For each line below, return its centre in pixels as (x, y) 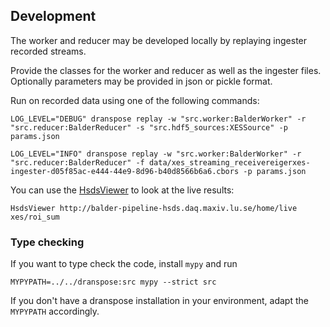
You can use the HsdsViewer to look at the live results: (122, 190)
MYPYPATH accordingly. (55, 311)
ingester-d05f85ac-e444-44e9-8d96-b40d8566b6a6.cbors (125, 171)
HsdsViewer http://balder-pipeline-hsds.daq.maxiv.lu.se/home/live (154, 208)
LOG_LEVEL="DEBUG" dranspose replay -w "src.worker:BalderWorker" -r (158, 119)
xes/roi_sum (35, 217)
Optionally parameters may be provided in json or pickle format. (141, 81)
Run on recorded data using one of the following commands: (135, 100)
